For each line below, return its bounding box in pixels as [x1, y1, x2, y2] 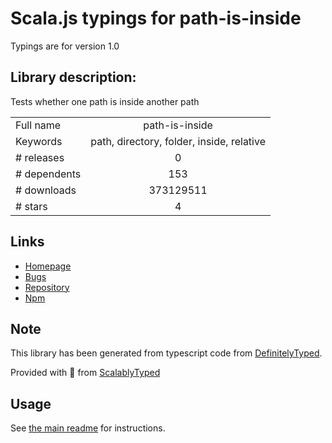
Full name [15, 118, 62, 132]
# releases [15, 150, 65, 164]
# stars [15, 199, 48, 213]
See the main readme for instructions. [10, 422, 166, 434]
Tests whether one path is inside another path [10, 95, 200, 107]
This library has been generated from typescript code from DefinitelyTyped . [10, 347, 323, 359]
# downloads [15, 183, 77, 197]
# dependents [15, 167, 82, 181]
